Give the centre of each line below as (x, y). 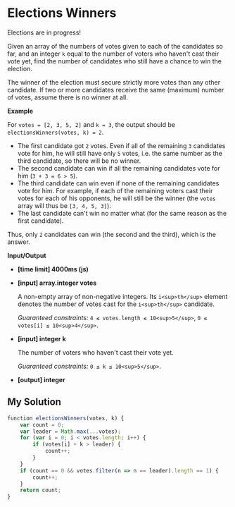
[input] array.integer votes (57, 283)
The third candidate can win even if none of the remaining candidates (118, 183)
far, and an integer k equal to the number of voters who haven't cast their (113, 54)
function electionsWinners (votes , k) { (66, 418)
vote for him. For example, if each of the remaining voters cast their (115, 190)
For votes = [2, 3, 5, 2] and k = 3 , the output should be (91, 124)
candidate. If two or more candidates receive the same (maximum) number (116, 90)
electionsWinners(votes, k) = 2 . (56, 132)
